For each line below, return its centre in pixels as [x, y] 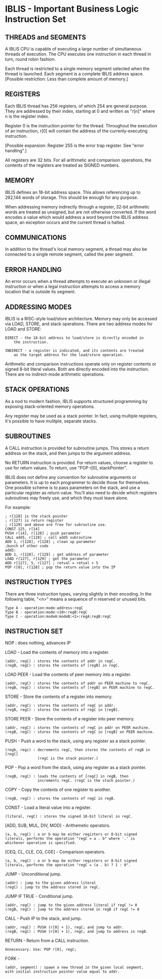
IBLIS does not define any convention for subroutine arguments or [71, 477]
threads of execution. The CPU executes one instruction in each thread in [78, 54]
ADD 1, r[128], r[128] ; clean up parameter [51, 542]
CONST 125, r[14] [22, 529]
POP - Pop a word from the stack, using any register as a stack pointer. [76, 768]
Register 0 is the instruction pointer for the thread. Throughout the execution [81, 125]
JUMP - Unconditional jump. [33, 874]
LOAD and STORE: [23, 329]
